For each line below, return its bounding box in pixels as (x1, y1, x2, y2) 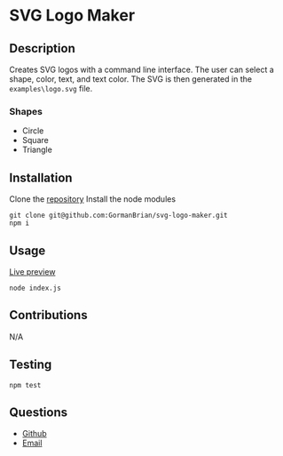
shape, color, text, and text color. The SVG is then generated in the (9, 74, 253, 84)
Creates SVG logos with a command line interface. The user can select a (9, 64, 275, 75)
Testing (9, 357, 52, 372)
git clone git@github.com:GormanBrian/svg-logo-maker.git (9, 211, 228, 220)
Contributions (9, 308, 88, 323)
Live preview (9, 266, 56, 276)
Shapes (9, 105, 43, 117)
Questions (9, 404, 68, 420)
